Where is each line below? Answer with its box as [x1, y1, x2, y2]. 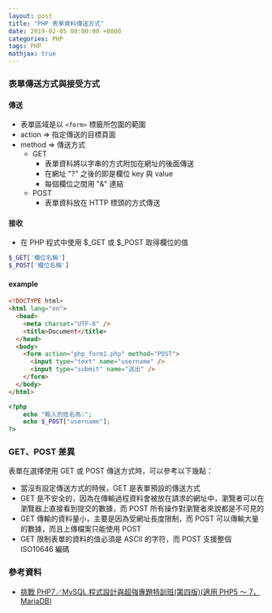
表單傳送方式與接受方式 [8, 78, 100, 90]
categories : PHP [8, 34, 63, 43]
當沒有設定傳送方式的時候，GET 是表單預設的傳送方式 [19, 484, 201, 493]
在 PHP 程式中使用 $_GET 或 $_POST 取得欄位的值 [19, 238, 188, 247]
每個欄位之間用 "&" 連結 [44, 179, 124, 189]
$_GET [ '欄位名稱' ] [8, 254, 67, 262]
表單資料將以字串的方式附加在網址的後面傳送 [44, 159, 195, 169]
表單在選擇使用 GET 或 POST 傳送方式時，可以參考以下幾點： [8, 466, 214, 476]
